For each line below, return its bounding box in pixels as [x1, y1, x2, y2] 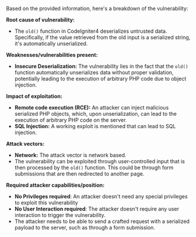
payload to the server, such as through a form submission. [14, 224, 156, 231]
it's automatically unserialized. [14, 40, 88, 47]
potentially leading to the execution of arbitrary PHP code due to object [14, 75, 187, 82]
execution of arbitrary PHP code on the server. [14, 116, 127, 123]
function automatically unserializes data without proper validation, [14, 69, 174, 75]
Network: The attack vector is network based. [14, 152, 127, 159]
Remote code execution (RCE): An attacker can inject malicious [14, 104, 169, 111]
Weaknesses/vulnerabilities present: [6, 51, 98, 58]
